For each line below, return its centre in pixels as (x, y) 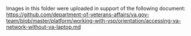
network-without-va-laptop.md (43, 27)
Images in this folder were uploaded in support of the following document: (96, 8)
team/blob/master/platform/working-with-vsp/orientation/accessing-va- (93, 21)
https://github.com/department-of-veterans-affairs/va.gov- (78, 15)
